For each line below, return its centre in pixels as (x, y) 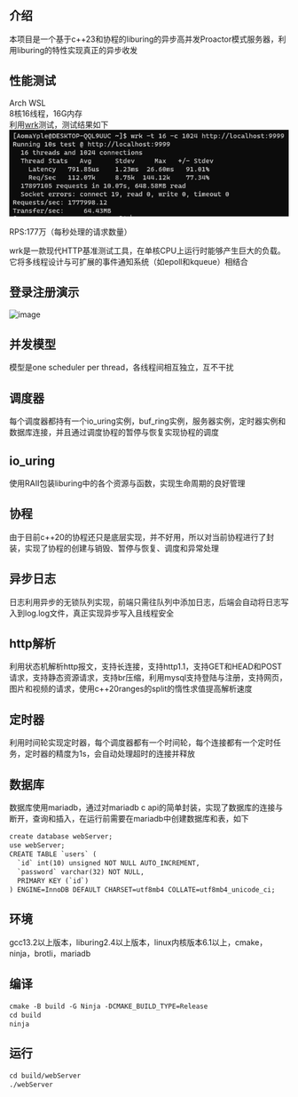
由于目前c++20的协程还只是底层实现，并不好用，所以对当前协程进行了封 (142, 537)
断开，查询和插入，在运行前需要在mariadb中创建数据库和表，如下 (129, 819)
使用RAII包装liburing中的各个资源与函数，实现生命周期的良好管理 (127, 483)
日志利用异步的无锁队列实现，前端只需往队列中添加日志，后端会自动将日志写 (149, 601)
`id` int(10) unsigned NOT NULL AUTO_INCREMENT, (109, 863)
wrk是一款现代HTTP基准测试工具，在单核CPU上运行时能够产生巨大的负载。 (147, 250)
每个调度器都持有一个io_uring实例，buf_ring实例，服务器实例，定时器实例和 (148, 421)
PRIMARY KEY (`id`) (53, 881)
